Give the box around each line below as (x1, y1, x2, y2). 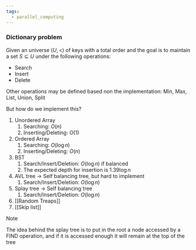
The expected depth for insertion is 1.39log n (23, 166, 131, 173)
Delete (14, 77, 31, 84)
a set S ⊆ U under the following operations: (6, 53, 111, 60)
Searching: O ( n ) (23, 123, 62, 130)
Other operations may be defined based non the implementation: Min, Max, (6, 88, 187, 95)
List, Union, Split (6, 94, 46, 101)
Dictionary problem (6, 33, 63, 41)
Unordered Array (14, 116, 56, 123)
